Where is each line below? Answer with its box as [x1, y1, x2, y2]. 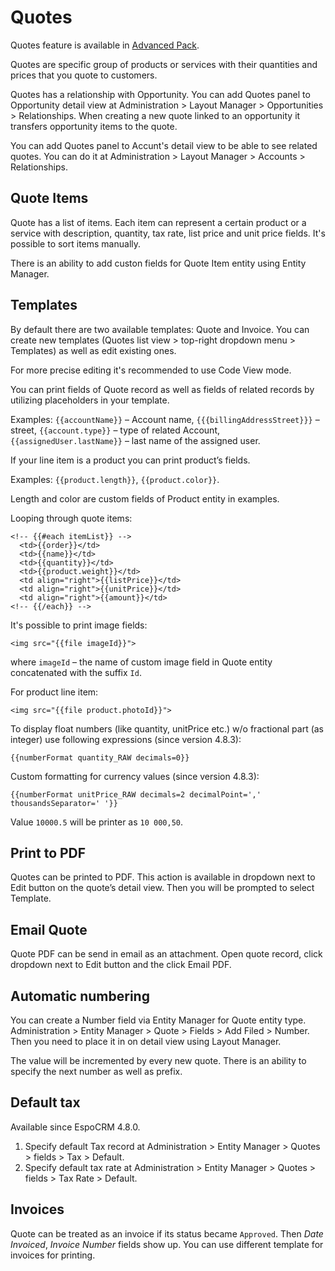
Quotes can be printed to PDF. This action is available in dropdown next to [10, 871, 316, 883]
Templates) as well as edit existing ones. [10, 344, 177, 356]
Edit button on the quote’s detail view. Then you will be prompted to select [10, 882, 315, 894]
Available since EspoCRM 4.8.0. [10, 1121, 141, 1133]
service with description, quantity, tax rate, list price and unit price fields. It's [10, 227, 326, 239]
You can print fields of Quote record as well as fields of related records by [10, 383, 315, 395]
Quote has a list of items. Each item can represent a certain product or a [10, 216, 307, 228]
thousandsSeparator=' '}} [10, 798, 118, 808]
